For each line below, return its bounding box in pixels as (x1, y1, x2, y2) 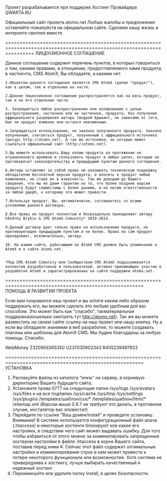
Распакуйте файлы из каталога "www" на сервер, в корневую (12, 375, 145, 380)
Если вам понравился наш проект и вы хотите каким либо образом (5, 298, 150, 303)
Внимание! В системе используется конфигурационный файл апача (12, 417, 158, 423)
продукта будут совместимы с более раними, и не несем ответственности (5, 185, 157, 190)
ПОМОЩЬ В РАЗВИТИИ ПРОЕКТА (5, 288, 77, 294)
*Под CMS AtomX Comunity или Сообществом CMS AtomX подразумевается (5, 260, 151, 265)
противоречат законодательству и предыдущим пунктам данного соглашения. (5, 159, 162, 164)
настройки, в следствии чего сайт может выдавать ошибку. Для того (12, 428, 161, 433)
